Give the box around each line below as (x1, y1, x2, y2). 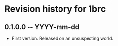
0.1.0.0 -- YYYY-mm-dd (4, 23, 80, 31)
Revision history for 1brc (4, 3, 106, 15)
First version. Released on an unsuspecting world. (11, 35, 114, 41)
